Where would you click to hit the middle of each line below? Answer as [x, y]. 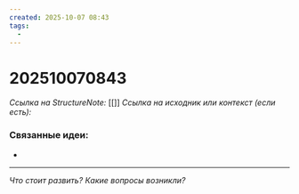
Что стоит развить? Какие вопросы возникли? [97, 180]
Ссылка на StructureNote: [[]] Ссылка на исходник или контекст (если [142, 102]
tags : [19, 26]
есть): [20, 112]
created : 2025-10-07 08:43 [59, 17]
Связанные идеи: [49, 135]
